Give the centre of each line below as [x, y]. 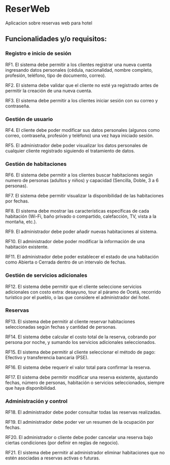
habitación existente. [27, 247]
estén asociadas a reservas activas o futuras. [53, 458]
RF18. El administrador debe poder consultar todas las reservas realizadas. [83, 412]
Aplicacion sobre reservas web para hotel [49, 23]
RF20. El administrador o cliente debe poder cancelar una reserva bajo [79, 438]
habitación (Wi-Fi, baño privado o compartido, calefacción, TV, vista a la [81, 216]
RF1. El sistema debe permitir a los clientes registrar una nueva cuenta [79, 65]
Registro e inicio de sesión [38, 53]
